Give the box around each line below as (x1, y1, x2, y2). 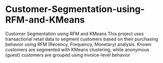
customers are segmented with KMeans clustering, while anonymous (5, 46, 149, 52)
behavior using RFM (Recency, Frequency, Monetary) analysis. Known (5, 41, 152, 47)
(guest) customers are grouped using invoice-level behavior (5, 51, 131, 58)
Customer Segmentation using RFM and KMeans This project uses (5, 30, 144, 36)
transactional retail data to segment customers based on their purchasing (5, 36, 158, 42)
